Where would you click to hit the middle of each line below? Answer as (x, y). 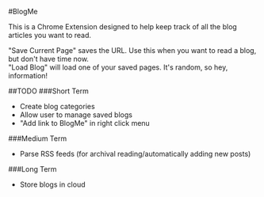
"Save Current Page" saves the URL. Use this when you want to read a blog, (132, 50)
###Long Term (33, 169)
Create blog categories (57, 106)
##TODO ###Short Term (48, 91)
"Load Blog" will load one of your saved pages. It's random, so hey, (118, 67)
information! (28, 76)
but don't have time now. (49, 59)
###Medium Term (38, 138)
